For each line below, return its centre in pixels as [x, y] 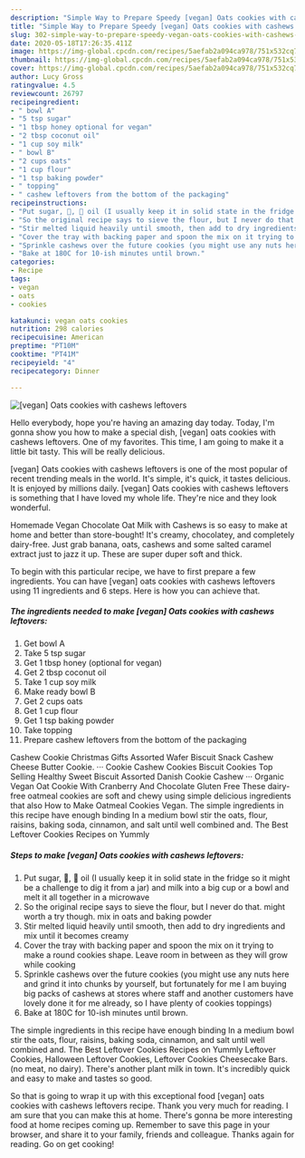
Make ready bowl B [59, 692]
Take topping [48, 730]
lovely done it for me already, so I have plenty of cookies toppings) [148, 1003]
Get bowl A [44, 643]
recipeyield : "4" [43, 362]
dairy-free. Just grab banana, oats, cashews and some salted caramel [141, 544]
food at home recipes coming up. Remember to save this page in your [140, 1125]
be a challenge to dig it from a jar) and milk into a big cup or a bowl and [156, 888]
